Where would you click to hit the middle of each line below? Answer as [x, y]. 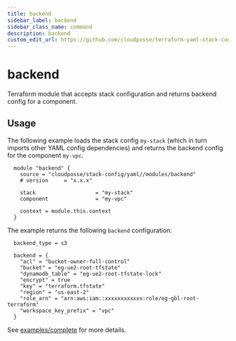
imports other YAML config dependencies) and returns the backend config [115, 147]
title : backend [29, 14]
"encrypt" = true [45, 280]
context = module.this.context [66, 211]
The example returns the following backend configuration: [90, 230]
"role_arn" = [39, 298]
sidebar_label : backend [42, 20]
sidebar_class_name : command [50, 27]
